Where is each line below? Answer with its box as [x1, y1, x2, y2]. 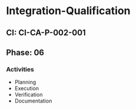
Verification [14, 91, 43, 98]
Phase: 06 [6, 47, 44, 57]
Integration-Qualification [6, 4, 131, 18]
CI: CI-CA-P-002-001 [6, 28, 87, 38]
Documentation [14, 97, 52, 104]
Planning [14, 78, 37, 86]
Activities [6, 65, 34, 73]
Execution [14, 85, 39, 92]
